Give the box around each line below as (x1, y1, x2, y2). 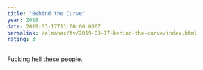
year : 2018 (7, 17, 39, 24)
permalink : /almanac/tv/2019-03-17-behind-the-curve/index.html (7, 29, 197, 37)
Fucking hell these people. (7, 55, 83, 63)
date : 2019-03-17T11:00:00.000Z (7, 23, 101, 30)
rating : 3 (7, 36, 36, 43)
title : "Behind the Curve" (7, 10, 86, 17)
